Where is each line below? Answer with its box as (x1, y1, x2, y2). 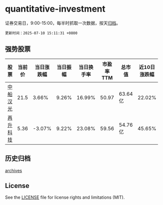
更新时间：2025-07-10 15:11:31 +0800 (5, 31, 78, 35)
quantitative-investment (5, 3, 106, 15)
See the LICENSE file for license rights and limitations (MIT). (5, 194, 125, 200)
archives (5, 168, 22, 173)
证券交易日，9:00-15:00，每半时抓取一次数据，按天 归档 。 (5, 20, 121, 26)
